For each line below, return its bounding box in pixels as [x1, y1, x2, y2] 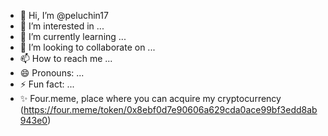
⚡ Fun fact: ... [19, 78, 75, 90]
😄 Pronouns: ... [19, 67, 85, 79]
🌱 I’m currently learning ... [19, 31, 127, 42]
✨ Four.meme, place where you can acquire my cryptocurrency [19, 93, 282, 104]
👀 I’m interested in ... [19, 20, 105, 32]
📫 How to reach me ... [19, 53, 113, 64]
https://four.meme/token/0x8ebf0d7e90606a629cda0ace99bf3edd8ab [23, 104, 318, 115]
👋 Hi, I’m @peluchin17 [19, 10, 109, 21]
